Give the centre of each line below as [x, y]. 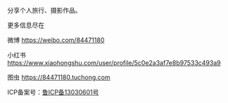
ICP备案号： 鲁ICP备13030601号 [53, 92]
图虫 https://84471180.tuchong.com [59, 77]
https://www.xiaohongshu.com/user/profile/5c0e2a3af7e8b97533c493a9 [114, 63]
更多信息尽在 [26, 25]
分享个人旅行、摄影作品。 [44, 10]
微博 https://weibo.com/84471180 [56, 40]
